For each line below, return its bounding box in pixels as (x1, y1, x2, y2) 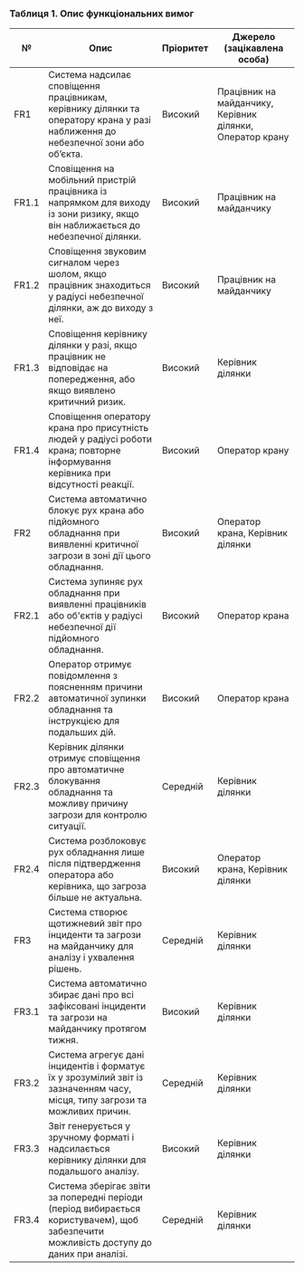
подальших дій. (48, 726, 116, 739)
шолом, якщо (48, 268, 107, 281)
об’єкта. (48, 148, 83, 160)
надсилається (48, 1143, 110, 1155)
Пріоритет (161, 42, 209, 54)
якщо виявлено (48, 384, 116, 397)
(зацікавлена (223, 42, 284, 54)
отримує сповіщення (48, 752, 140, 765)
